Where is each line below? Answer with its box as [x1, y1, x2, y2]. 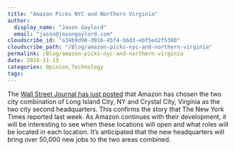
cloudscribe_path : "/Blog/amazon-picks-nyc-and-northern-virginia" [7, 43, 213, 51]
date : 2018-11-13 [7, 57, 59, 64]
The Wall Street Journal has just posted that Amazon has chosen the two [7, 90, 222, 98]
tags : [7, 70, 24, 77]
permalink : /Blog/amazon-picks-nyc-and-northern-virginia [7, 51, 184, 58]
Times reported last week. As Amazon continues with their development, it [7, 112, 226, 121]
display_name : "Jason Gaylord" [14, 24, 107, 31]
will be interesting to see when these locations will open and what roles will [7, 120, 229, 128]
